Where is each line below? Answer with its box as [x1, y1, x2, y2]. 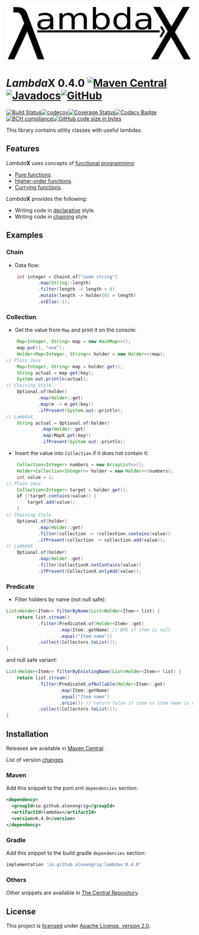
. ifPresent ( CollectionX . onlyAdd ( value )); [37, 568, 142, 574]
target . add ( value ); [27, 500, 76, 506]
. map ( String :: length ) [37, 280, 92, 286]
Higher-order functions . [14, 177, 73, 184]
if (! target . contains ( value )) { [17, 493, 97, 499]
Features [6, 144, 40, 154]
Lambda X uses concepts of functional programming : [6, 159, 136, 166]
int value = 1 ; [17, 474, 54, 480]
